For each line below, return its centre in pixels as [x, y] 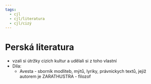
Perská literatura [40, 47]
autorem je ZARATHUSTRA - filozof [55, 77]
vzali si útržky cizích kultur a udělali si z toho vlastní [64, 61]
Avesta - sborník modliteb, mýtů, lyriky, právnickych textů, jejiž [83, 71]
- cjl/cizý [21, 23]
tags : [11, 10]
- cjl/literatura [27, 19]
